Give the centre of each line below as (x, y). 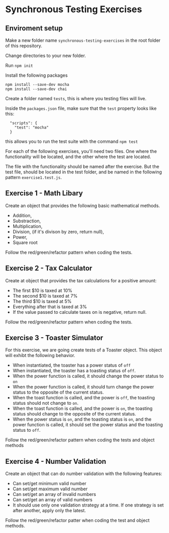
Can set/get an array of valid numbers (52, 500)
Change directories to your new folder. (46, 55)
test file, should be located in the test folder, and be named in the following (83, 172)
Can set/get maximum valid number (50, 489)
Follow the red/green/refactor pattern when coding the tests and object (80, 440)
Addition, (22, 215)
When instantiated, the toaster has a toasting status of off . (74, 371)
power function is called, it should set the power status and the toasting (88, 425)
